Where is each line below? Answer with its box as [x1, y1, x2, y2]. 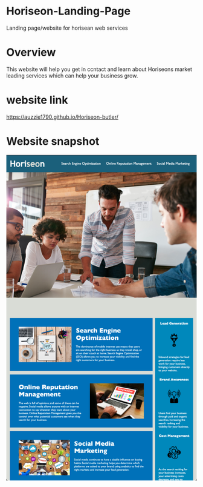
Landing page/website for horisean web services [6, 24, 128, 31]
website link [6, 93, 68, 107]
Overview [6, 45, 56, 59]
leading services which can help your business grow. [6, 71, 138, 79]
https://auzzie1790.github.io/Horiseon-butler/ [6, 113, 119, 121]
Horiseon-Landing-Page [6, 4, 131, 18]
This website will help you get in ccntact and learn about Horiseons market [6, 65, 192, 73]
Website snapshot [6, 134, 100, 148]
